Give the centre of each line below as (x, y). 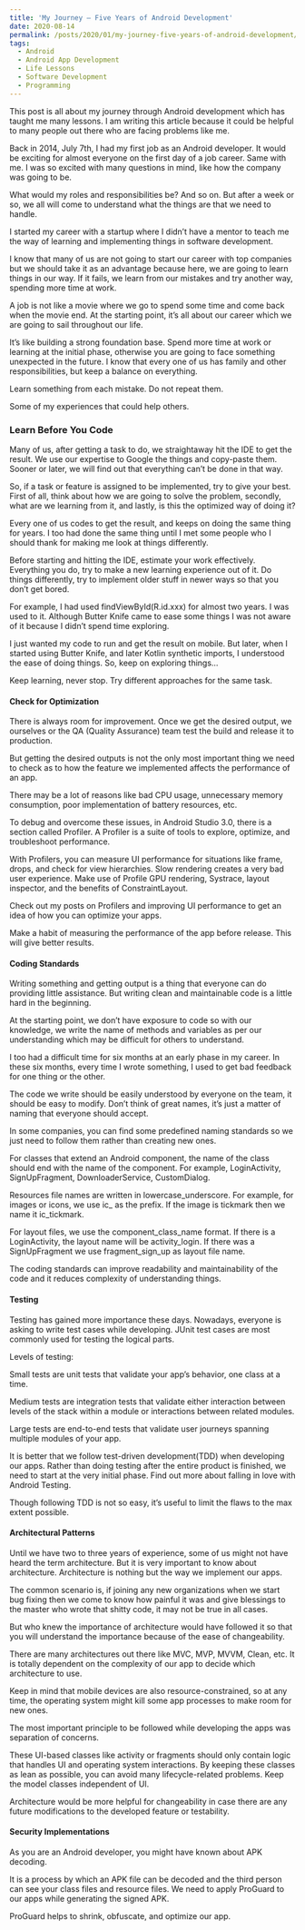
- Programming (44, 85)
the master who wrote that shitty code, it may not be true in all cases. (139, 1609)
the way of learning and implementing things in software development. (142, 241)
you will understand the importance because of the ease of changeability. (148, 1636)
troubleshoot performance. (60, 842)
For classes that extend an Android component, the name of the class (139, 1158)
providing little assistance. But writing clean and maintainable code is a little (151, 993)
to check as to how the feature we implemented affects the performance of (150, 768)
